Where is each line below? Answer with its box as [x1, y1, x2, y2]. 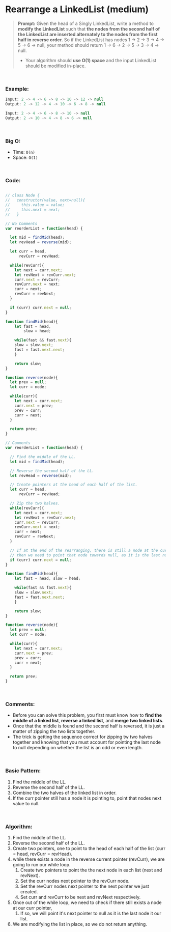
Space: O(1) [12, 154, 38, 161]
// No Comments [5, 221, 38, 226]
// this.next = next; [5, 207, 60, 212]
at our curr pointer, [12, 905, 52, 911]
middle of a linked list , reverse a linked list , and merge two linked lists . [12, 718, 164, 724]
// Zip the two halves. [10, 501, 60, 506]
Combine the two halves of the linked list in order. [12, 789, 117, 796]
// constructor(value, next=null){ [5, 197, 85, 203]
